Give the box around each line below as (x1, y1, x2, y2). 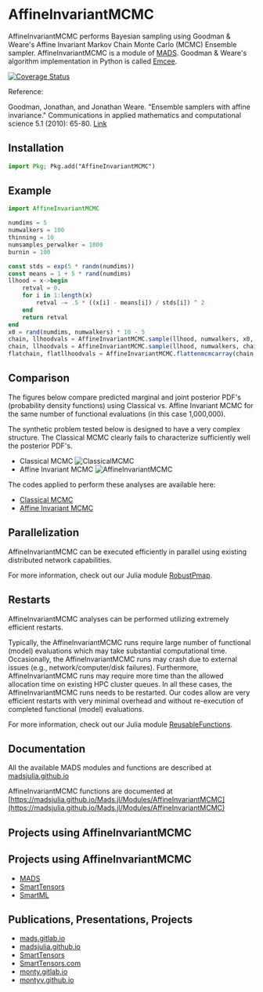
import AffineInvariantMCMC (8, 205, 100, 213)
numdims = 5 (8, 219, 47, 227)
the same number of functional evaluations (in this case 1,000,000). (8, 409, 226, 418)
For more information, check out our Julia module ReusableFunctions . (8, 720, 233, 729)
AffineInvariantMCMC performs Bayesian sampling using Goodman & (8, 31, 231, 41)
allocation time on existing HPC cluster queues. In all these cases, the (8, 679, 232, 688)
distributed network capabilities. (8, 555, 112, 564)
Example (8, 184, 52, 198)
